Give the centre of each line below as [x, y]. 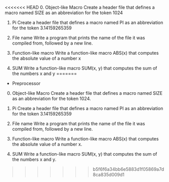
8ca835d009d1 [109, 175]
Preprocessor [26, 83]
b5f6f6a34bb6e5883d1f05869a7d [129, 169]
